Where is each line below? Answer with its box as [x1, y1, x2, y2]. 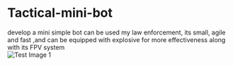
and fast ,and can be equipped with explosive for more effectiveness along [7, 35, 226, 44]
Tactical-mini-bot [7, 5, 113, 21]
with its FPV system [7, 43, 65, 51]
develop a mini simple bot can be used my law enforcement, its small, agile [7, 28, 226, 37]
